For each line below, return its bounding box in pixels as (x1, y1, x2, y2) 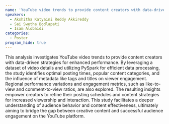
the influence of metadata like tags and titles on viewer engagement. (5, 75, 147, 81)
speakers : (5, 12, 26, 17)
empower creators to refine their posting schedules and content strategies (5, 91, 159, 97)
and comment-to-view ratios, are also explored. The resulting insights (16, 86, 161, 92)
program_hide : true (5, 40, 46, 45)
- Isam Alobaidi (10, 26, 44, 31)
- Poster (10, 36, 28, 41)
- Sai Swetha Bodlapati (10, 21, 59, 27)
